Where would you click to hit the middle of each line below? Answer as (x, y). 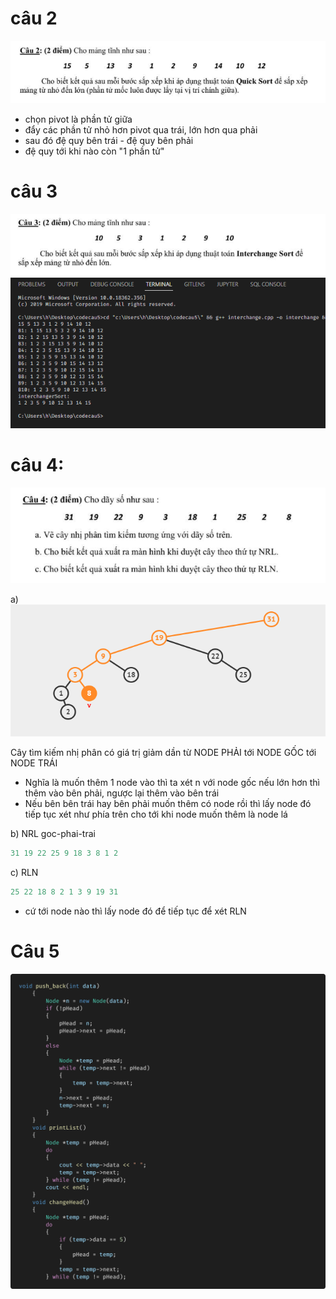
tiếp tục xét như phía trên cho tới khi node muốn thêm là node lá (156, 814)
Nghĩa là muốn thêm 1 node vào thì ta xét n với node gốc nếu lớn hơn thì (172, 782)
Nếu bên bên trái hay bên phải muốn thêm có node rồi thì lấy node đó (168, 803)
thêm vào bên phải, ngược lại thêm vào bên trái (122, 793)
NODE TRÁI (34, 763)
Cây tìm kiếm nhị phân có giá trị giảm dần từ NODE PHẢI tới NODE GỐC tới (163, 752)
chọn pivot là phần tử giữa (78, 119)
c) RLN (24, 872)
